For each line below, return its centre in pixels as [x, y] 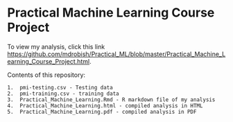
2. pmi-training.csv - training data [63, 94]
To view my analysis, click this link [56, 46]
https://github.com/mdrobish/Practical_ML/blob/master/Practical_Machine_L [116, 54]
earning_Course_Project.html [49, 61]
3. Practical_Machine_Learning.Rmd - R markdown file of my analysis [111, 99]
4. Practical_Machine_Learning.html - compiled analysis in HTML [105, 105]
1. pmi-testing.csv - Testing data [60, 87]
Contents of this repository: [46, 75]
